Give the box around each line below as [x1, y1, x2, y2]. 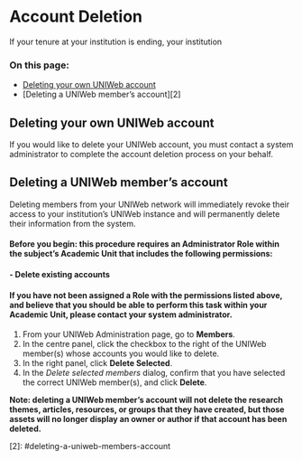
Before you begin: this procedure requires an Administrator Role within [9, 239, 279, 249]
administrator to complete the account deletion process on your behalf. [9, 149, 273, 160]
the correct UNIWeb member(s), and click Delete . [22, 377, 207, 388]
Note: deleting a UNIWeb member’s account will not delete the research [9, 395, 284, 406]
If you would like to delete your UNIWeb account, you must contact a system [9, 139, 294, 150]
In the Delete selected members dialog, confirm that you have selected [22, 368, 286, 379]
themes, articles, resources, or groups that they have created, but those [9, 404, 285, 415]
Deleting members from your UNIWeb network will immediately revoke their [9, 199, 290, 210]
